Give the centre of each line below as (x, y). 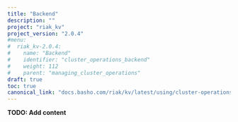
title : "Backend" (33, 14)
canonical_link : (31, 92)
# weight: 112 (33, 66)
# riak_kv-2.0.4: (34, 47)
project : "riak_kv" (36, 27)
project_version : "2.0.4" (45, 33)
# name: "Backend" (39, 54)
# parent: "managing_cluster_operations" (74, 73)
